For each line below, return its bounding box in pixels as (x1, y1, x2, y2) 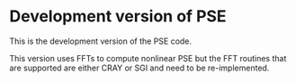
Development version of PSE (9, 6, 227, 27)
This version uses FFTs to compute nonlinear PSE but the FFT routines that (9, 53, 287, 63)
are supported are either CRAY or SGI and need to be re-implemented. (9, 62, 270, 73)
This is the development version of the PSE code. (9, 36, 192, 46)
